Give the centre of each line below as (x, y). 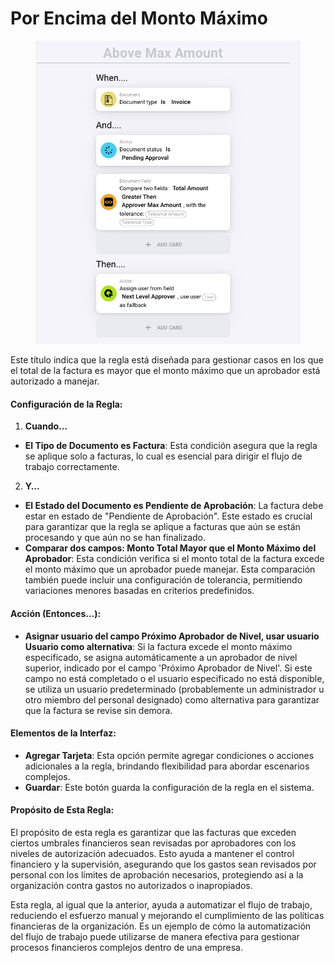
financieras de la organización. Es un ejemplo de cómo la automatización (161, 926)
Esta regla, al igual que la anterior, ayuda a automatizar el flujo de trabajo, (161, 905)
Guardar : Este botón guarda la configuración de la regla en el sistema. (169, 787)
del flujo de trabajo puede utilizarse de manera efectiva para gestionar (155, 937)
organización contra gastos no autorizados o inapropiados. (131, 886)
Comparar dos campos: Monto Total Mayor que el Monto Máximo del (170, 548)
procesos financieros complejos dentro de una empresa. (126, 948)
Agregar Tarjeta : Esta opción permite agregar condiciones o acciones (169, 755)
